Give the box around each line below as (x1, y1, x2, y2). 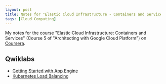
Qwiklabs (5, 55, 35, 63)
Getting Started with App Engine (12, 68, 78, 74)
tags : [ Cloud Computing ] (5, 16, 56, 21)
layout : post (5, 7, 32, 12)
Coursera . (5, 41, 26, 46)
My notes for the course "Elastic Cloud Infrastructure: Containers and (5, 30, 147, 36)
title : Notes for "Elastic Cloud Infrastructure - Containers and (5, 12, 145, 17)
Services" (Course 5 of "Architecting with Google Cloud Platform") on (5, 35, 147, 41)
